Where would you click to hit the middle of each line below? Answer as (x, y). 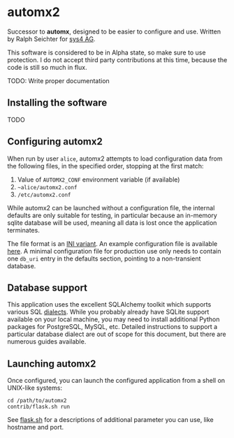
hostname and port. (36, 428)
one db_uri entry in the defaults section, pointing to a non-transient (104, 258)
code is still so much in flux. (47, 67)
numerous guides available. (47, 342)
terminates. (23, 230)
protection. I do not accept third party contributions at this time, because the (117, 59)
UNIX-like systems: (35, 388)
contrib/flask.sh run (39, 407)
